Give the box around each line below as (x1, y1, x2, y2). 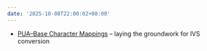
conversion (17, 36, 50, 45)
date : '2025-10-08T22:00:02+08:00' (7, 10, 111, 17)
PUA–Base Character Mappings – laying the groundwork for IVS (17, 29, 201, 38)
